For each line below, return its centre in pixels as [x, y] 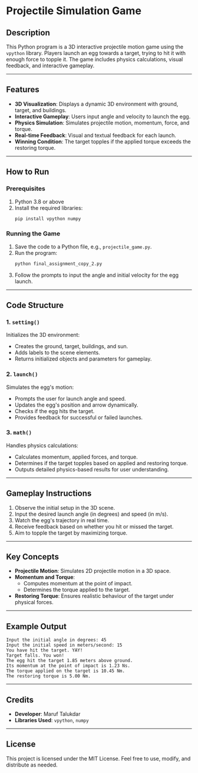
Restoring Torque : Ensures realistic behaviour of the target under [94, 596]
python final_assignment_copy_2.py [58, 264]
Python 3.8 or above [39, 201]
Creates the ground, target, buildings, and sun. [71, 346]
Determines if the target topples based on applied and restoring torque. [101, 463]
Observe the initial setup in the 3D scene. [65, 507]
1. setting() [23, 322]
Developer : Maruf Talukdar [47, 714]
